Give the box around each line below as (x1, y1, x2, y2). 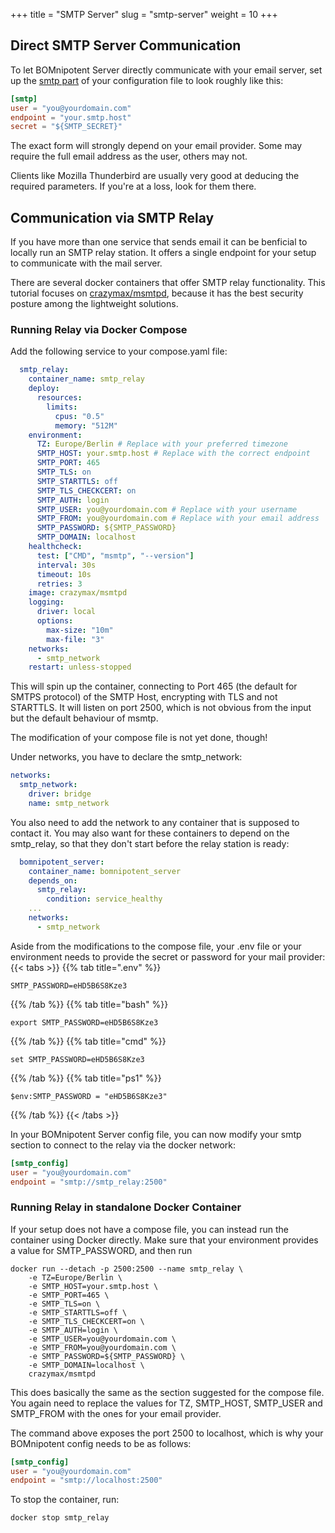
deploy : (28, 384, 60, 394)
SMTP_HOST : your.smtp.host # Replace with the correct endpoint (36, 449, 311, 459)
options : (36, 616, 74, 626)
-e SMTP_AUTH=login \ (28, 1325, 118, 1335)
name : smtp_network (28, 798, 110, 808)
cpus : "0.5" (54, 411, 105, 421)
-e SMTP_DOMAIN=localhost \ (28, 1360, 145, 1370)
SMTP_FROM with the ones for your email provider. (10, 1407, 222, 1419)
